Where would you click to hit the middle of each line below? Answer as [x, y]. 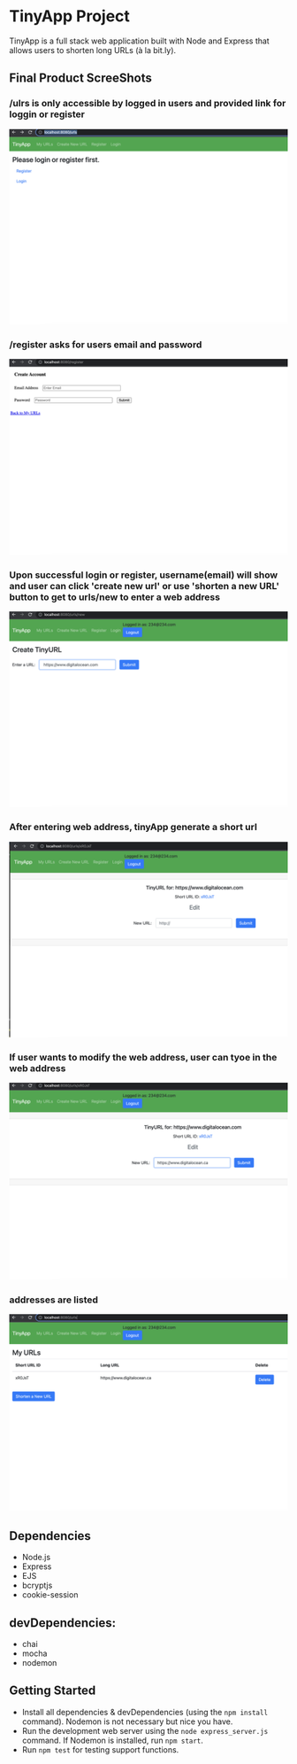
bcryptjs [37, 1585]
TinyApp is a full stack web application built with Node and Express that [139, 41]
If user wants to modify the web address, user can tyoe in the [143, 1057]
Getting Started [53, 1691]
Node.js [36, 1558]
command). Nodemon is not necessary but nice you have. [127, 1721]
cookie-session [50, 1595]
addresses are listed [54, 1300]
